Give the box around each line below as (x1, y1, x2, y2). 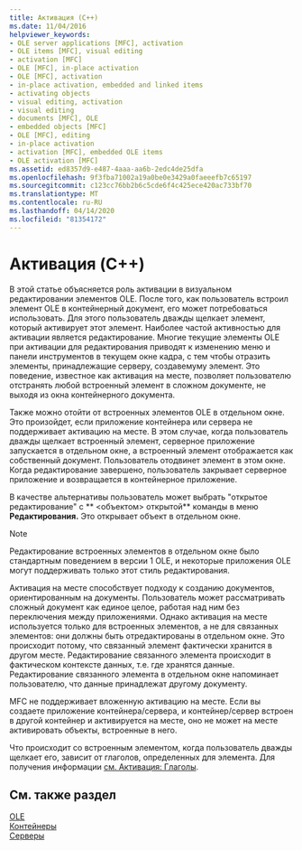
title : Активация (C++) (9, 13, 99, 23)
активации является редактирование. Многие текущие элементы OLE (9, 332, 280, 342)
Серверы (9, 830, 45, 841)
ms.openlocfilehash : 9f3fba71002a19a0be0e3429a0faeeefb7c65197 (9, 173, 252, 182)
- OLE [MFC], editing (9, 131, 91, 140)
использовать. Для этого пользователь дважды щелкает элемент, (9, 313, 266, 323)
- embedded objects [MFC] (9, 123, 106, 132)
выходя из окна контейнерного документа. (9, 389, 176, 400)
